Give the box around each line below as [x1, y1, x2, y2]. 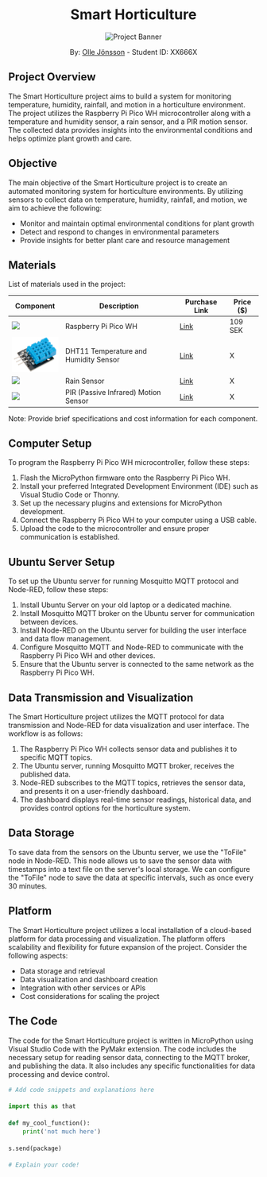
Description [99, 301, 139, 311]
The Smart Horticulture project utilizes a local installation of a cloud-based [8, 925, 252, 935]
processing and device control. [8, 1069, 110, 1078]
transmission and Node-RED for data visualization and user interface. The [8, 721, 250, 730]
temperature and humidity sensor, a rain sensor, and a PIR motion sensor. [8, 117, 249, 126]
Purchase [184, 296, 218, 307]
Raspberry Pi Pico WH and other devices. [19, 651, 156, 660]
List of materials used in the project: [8, 280, 126, 289]
